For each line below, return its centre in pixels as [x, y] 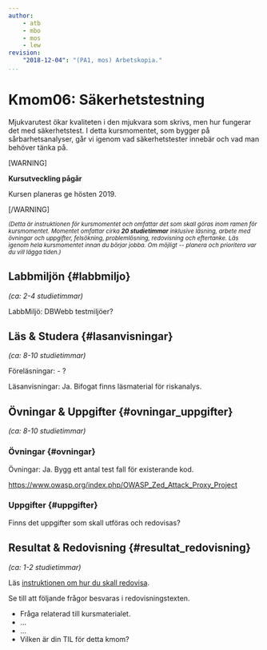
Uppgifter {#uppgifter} [53, 505]
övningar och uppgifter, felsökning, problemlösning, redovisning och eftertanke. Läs [124, 238]
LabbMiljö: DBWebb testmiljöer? [61, 311]
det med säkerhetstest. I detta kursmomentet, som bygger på [109, 130]
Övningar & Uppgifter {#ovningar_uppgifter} [121, 411]
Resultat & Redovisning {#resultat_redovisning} [130, 548]
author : [21, 16]
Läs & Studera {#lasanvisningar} [91, 337]
